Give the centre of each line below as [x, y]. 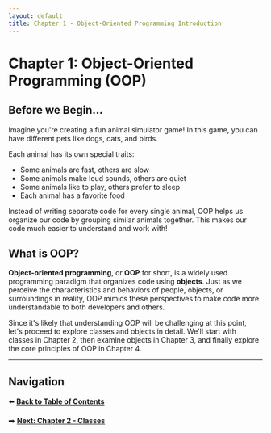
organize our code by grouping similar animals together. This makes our [128, 220]
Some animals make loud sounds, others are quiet [103, 178]
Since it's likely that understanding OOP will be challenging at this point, [128, 323]
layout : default [35, 16]
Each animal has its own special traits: [71, 153]
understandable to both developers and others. [87, 307]
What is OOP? [44, 253]
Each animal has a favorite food [72, 195]
